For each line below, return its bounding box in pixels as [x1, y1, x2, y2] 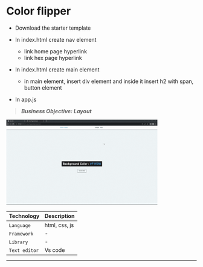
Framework [8, 231, 34, 237]
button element [24, 84, 62, 91]
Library [8, 239, 28, 246]
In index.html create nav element [14, 36, 97, 43]
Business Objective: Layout [21, 107, 92, 114]
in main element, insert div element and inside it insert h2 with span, [24, 77, 194, 85]
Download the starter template [14, 24, 91, 31]
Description [44, 213, 75, 220]
